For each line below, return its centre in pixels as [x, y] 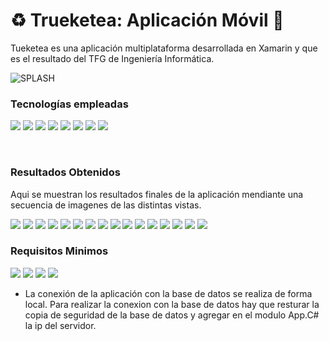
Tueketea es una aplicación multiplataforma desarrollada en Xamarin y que [164, 48]
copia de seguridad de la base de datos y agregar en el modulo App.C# [172, 315]
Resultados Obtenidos [65, 172]
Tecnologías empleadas [69, 104]
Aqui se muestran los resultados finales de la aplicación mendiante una [157, 194]
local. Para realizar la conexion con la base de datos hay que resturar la [172, 304]
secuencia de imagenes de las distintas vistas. [106, 205]
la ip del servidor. [60, 325]
